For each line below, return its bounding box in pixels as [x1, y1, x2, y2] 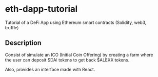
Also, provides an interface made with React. [5, 66, 95, 72]
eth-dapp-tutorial [5, 3, 78, 15]
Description [5, 39, 41, 47]
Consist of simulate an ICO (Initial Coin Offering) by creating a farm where [5, 52, 154, 58]
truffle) [5, 24, 19, 30]
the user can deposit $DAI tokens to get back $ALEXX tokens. [5, 57, 130, 63]
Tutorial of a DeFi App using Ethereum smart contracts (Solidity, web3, [5, 19, 147, 25]
